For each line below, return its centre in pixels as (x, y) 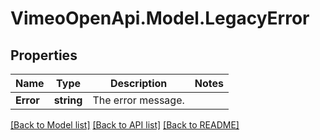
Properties (44, 55)
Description (138, 83)
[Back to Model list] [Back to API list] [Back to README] (125, 125)
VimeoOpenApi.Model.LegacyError (160, 18)
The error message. (138, 100)
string (68, 100)
